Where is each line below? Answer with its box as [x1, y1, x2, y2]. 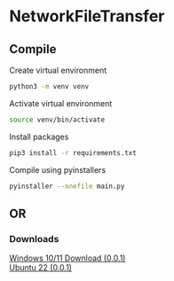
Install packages [9, 131, 69, 142]
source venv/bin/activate [9, 115, 105, 124]
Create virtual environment [9, 65, 107, 75]
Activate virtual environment [9, 98, 113, 108]
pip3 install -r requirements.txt [9, 148, 138, 157]
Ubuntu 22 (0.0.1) [9, 262, 73, 273]
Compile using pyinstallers [9, 164, 107, 175]
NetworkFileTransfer [9, 6, 165, 27]
